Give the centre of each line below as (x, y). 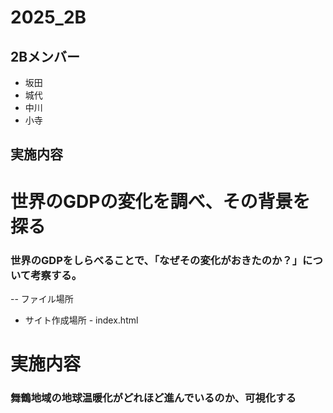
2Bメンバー (45, 56)
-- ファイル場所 (42, 298)
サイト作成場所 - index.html (81, 320)
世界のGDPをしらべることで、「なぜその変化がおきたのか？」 (156, 260)
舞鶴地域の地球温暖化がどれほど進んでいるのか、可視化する (153, 398)
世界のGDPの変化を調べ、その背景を (160, 201)
